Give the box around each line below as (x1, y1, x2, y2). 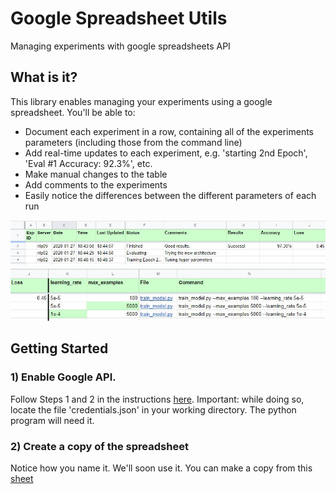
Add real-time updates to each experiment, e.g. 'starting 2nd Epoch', (24, 147, 308, 159)
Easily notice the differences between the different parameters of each (24, 189, 317, 201)
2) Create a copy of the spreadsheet (10, 439, 189, 453)
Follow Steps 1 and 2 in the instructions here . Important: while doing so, (10, 393, 305, 405)
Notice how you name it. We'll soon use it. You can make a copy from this (10, 462, 313, 474)
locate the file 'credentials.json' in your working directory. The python (10, 403, 297, 416)
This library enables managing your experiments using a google (10, 95, 273, 107)
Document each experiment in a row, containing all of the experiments (24, 125, 314, 137)
